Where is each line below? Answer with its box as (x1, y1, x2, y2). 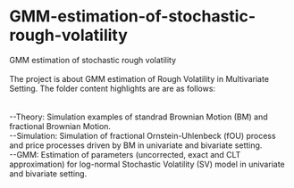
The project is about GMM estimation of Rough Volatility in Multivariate (9, 73, 270, 84)
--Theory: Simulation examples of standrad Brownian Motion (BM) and (9, 111, 268, 122)
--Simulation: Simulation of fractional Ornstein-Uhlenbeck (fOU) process (9, 130, 276, 141)
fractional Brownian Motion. (9, 120, 112, 131)
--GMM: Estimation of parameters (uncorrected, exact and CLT (9, 149, 241, 159)
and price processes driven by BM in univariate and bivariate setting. (9, 140, 263, 151)
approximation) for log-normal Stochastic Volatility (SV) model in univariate (9, 159, 285, 169)
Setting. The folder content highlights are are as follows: (9, 83, 216, 94)
